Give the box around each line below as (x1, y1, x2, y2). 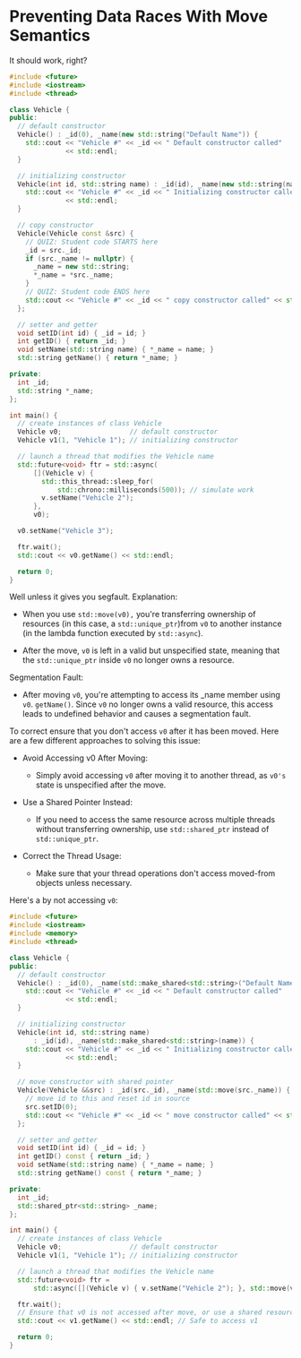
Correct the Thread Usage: (21, 851, 123, 862)
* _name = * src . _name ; (32, 271, 115, 279)
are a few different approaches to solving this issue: (9, 735, 201, 746)
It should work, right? (9, 55, 88, 65)
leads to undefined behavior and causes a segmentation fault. (21, 709, 252, 719)
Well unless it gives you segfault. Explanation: (9, 591, 178, 602)
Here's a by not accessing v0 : (9, 895, 118, 906)
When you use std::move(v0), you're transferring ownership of (21, 609, 256, 620)
